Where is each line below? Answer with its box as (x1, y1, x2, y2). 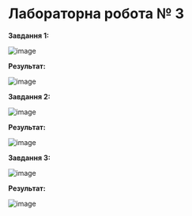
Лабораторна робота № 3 (8, 5, 184, 23)
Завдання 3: (8, 153, 51, 162)
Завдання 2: (8, 91, 51, 101)
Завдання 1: (8, 31, 50, 40)
